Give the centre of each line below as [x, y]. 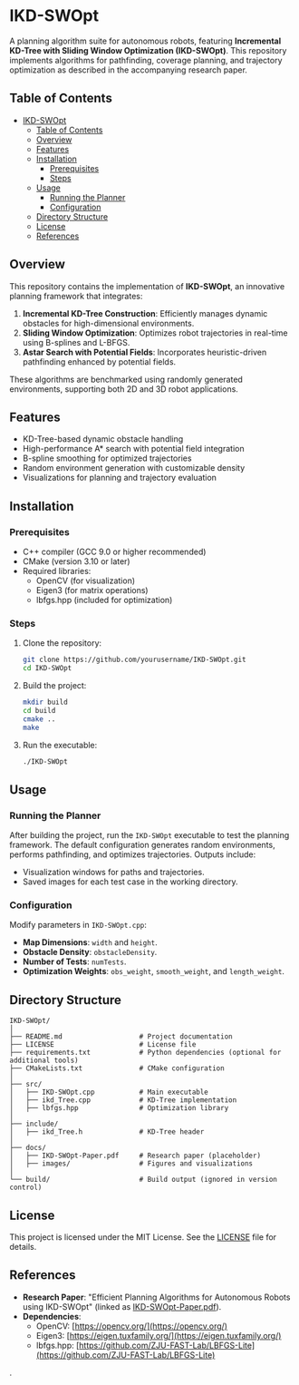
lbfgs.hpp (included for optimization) [104, 600]
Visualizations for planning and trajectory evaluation [120, 478]
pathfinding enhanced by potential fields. [99, 361]
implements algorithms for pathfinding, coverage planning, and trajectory [146, 60]
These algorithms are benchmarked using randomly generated [126, 379]
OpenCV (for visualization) [86, 580]
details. [23, 1247]
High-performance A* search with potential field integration [133, 449]
